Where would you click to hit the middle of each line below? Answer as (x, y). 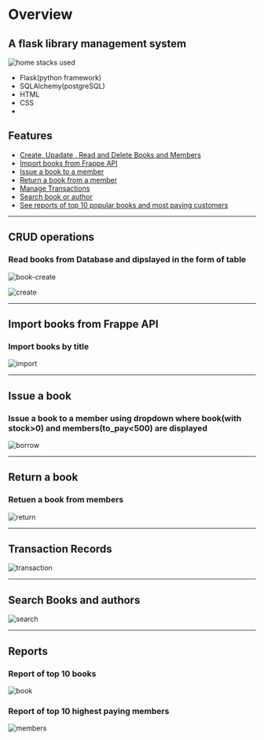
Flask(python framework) (60, 78)
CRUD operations (51, 237)
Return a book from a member (68, 179)
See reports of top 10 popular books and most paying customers (124, 205)
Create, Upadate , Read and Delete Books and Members (110, 154)
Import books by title (48, 346)
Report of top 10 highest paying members (89, 711)
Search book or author (56, 196)
